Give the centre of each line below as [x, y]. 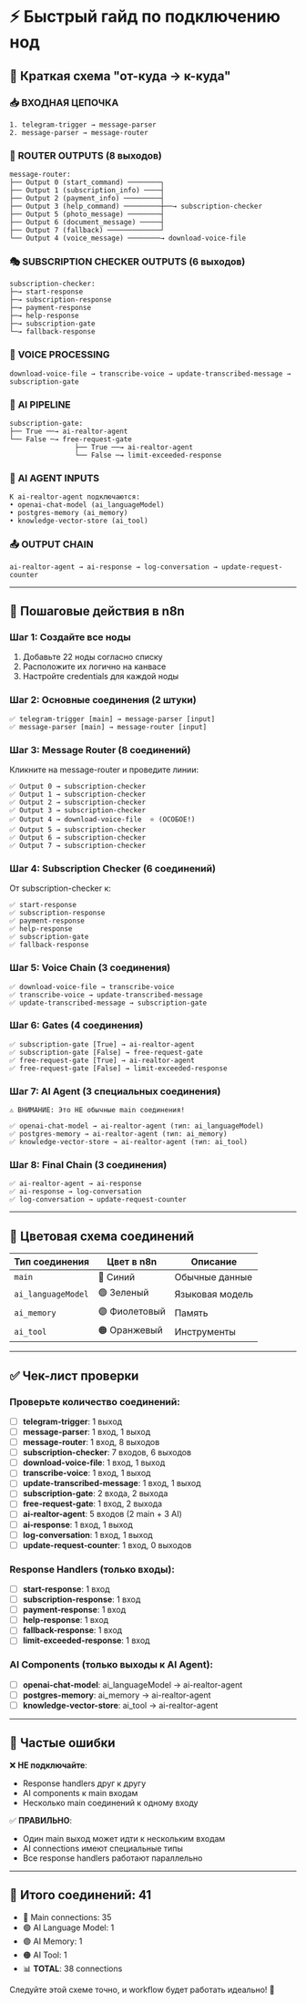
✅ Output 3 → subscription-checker [78, 810]
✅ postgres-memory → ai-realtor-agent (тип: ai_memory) [118, 1134]
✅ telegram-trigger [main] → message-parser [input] [112, 719]
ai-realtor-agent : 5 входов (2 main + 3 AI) [102, 1514]
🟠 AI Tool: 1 [45, 1955]
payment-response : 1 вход [74, 1610]
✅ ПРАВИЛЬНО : [41, 1820]
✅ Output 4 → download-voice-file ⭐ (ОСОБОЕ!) [102, 819]
